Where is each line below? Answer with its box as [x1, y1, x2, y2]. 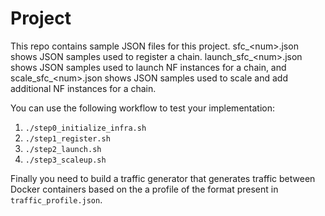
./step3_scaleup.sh [24, 155, 107, 165]
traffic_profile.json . [10, 193, 103, 206]
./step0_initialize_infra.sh [24, 123, 147, 133]
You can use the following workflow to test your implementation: [10, 102, 276, 114]
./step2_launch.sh [24, 144, 102, 154]
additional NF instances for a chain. [10, 82, 157, 94]
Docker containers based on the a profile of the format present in [10, 183, 279, 195]
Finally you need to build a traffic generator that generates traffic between [10, 172, 316, 184]
